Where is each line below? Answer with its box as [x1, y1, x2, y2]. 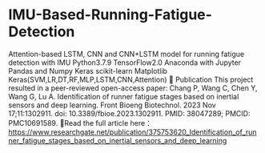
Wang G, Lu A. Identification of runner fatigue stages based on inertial [8, 91, 239, 101]
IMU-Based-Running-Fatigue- [8, 6, 212, 24]
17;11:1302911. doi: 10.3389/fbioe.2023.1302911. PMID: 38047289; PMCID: [8, 108, 251, 118]
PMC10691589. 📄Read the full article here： [8, 118, 152, 127]
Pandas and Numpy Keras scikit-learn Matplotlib [8, 66, 168, 75]
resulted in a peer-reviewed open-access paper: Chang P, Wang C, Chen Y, [8, 83, 258, 93]
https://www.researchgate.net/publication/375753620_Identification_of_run [8, 127, 258, 137]
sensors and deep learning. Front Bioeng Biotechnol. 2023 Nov [8, 100, 216, 110]
